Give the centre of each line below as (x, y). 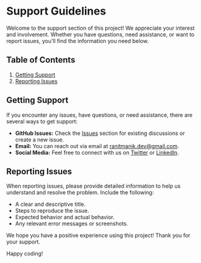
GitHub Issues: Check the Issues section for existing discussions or (100, 133)
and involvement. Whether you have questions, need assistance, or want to (101, 34)
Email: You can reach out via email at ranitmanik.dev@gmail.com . (97, 146)
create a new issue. (39, 139)
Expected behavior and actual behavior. (65, 217)
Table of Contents (41, 60)
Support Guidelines (56, 11)
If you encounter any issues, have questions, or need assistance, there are (100, 115)
